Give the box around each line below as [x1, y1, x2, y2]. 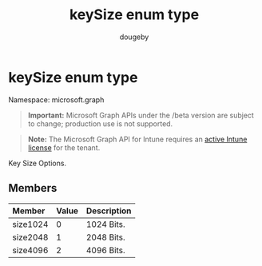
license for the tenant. [27, 142, 101, 153]
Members [8, 181, 58, 195]
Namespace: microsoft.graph [8, 94, 105, 105]
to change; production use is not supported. [27, 118, 173, 129]
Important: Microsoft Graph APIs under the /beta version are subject [27, 110, 254, 120]
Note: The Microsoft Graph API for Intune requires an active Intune [27, 134, 248, 144]
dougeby [119, 32, 149, 42]
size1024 [12, 218, 49, 229]
